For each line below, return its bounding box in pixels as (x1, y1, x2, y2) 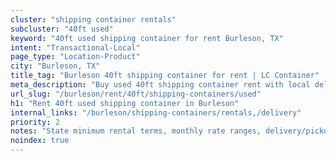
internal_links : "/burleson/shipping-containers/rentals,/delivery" (10, 107, 302, 118)
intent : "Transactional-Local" (10, 42, 141, 53)
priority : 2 (10, 117, 60, 127)
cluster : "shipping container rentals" (10, 14, 177, 25)
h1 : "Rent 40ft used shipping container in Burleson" (10, 98, 240, 108)
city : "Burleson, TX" (10, 61, 101, 71)
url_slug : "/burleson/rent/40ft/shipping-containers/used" (10, 89, 262, 99)
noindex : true (10, 136, 70, 146)
